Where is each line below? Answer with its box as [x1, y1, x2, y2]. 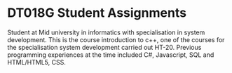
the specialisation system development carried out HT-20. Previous [7, 43, 202, 51]
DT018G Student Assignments [7, 5, 187, 21]
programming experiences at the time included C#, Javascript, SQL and [7, 51, 214, 59]
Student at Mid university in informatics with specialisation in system [7, 28, 205, 36]
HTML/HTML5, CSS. [7, 58, 67, 66]
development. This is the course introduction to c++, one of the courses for [7, 35, 225, 44]
